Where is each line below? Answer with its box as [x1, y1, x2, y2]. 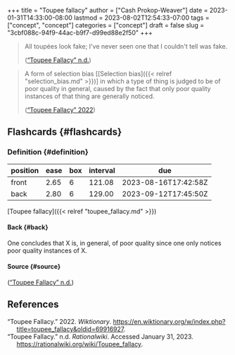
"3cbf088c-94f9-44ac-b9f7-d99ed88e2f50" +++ [7, 28, 153, 37]
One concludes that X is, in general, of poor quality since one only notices [7, 239, 222, 247]
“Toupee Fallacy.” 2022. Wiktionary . [7, 317, 112, 325]
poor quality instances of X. [7, 246, 88, 255]
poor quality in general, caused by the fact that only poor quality [24, 85, 211, 92]
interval [89, 165, 115, 175]
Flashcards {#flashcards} [7, 126, 122, 138]
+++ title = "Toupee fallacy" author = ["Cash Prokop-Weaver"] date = [7, 6, 208, 14]
